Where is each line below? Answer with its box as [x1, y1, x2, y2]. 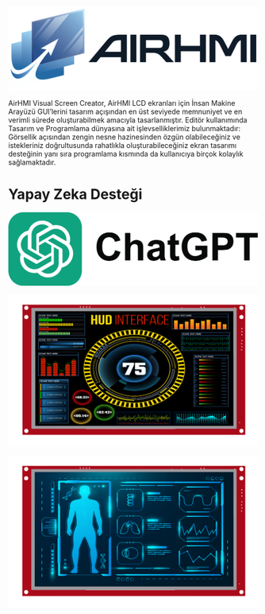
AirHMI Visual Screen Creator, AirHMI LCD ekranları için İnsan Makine [8, 98, 236, 107]
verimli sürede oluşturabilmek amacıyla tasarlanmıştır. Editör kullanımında [8, 115, 248, 125]
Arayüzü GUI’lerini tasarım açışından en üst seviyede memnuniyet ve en [8, 107, 243, 116]
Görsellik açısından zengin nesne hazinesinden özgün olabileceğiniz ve [8, 132, 240, 142]
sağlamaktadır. [8, 157, 56, 167]
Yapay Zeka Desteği [8, 185, 143, 203]
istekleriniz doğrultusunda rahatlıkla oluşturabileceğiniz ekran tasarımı [8, 140, 236, 150]
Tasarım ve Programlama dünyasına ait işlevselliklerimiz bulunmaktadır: [8, 123, 241, 133]
